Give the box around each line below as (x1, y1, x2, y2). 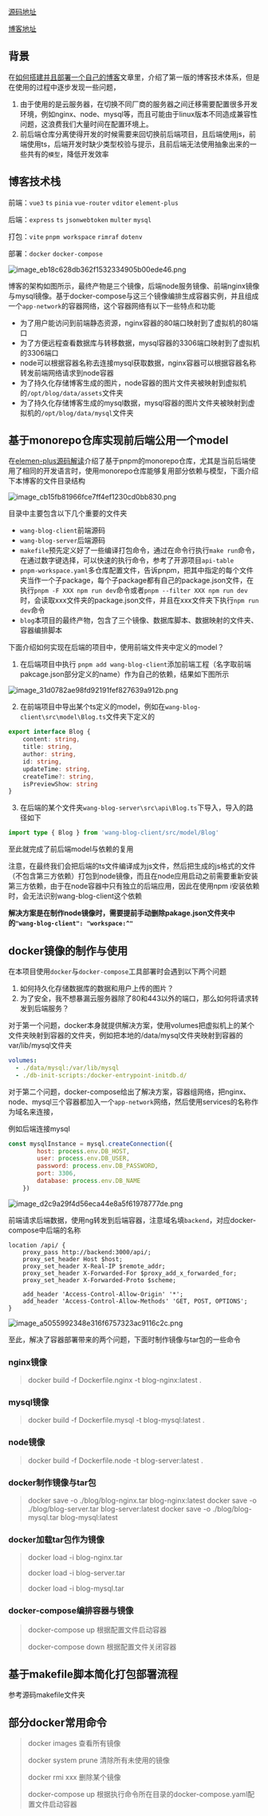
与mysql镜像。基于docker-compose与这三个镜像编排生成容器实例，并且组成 (8, 291, 259, 301)
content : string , (22, 735, 81, 743)
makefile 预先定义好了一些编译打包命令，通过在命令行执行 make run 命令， (19, 546, 259, 556)
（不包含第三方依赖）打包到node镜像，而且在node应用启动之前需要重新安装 (8, 871, 258, 881)
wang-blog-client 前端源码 (19, 526, 106, 536)
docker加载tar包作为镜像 (8, 1534, 105, 1545)
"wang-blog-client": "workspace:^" (15, 920, 134, 928)
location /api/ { (8, 1241, 66, 1249)
